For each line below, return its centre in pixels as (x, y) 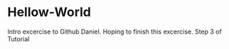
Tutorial (18, 38)
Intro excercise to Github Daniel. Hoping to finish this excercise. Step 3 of (114, 31)
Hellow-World (49, 12)
